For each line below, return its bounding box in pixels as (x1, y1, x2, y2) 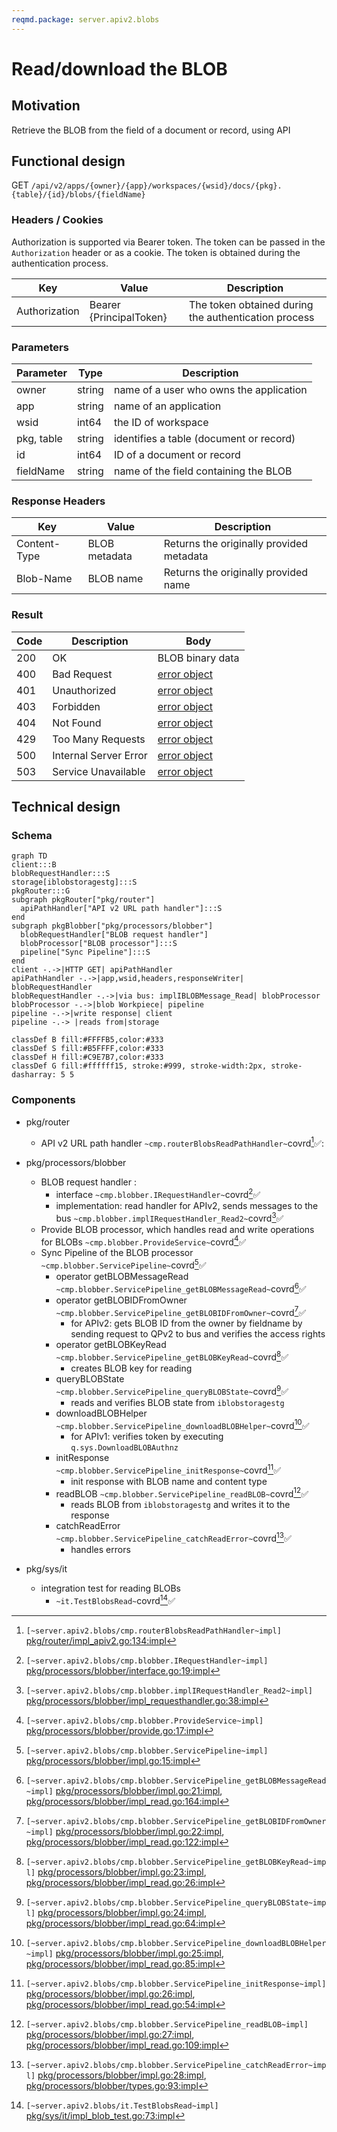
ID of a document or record (113, 448, 241, 462)
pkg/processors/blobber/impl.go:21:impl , (55, 1784, 223, 1796)
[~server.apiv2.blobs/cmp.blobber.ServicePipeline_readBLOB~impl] (25, 2019, 309, 2030)
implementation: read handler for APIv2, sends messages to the (55, 1199, 319, 1211)
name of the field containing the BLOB (113, 464, 293, 478)
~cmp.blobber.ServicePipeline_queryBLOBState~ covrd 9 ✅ (55, 1383, 289, 1397)
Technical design (11, 799, 121, 816)
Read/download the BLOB (11, 57, 228, 80)
